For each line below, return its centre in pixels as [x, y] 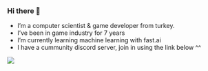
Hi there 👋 [24, 11]
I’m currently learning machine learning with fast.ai [89, 40]
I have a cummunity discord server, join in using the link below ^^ [109, 48]
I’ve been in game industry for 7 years [71, 33]
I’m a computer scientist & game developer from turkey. [96, 26]
